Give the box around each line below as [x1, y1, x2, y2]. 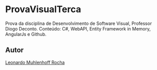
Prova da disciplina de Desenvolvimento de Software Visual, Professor [5, 20, 152, 26]
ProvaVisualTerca [5, 4, 82, 15]
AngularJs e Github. [5, 31, 47, 37]
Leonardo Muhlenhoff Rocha [5, 59, 65, 65]
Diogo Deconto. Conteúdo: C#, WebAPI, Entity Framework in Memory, [5, 25, 151, 31]
